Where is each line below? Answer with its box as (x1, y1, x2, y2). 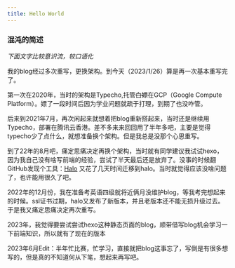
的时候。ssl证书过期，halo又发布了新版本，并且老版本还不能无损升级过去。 (7, 196, 224, 205)
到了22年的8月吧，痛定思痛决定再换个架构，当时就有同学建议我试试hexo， (7, 147, 223, 155)
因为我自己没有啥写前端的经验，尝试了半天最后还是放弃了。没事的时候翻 (7, 155, 216, 163)
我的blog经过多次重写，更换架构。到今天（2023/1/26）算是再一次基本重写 (7, 67, 222, 75)
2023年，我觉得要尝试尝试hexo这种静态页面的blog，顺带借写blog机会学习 (7, 220, 222, 229)
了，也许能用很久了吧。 (7, 173, 75, 181)
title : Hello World (7, 10, 65, 18)
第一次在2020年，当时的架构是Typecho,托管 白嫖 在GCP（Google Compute (7, 91, 222, 99)
